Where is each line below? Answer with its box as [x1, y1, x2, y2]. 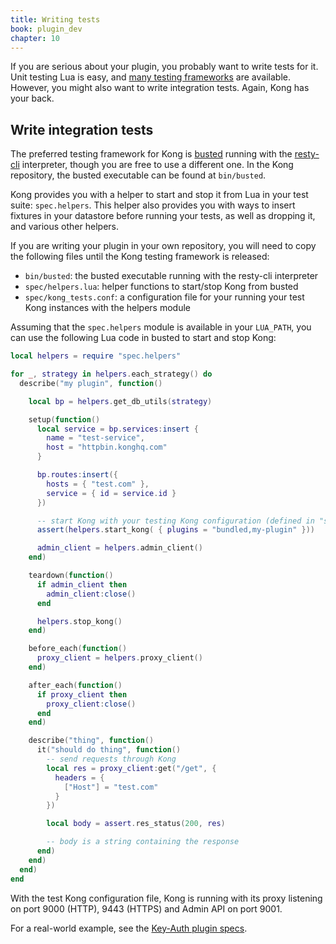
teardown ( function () [28, 571, 114, 581]
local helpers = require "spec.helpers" [10, 351, 182, 361]
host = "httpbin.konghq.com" [46, 442, 168, 453]
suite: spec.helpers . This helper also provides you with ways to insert [10, 199, 296, 211]
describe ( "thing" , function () [28, 736, 155, 746]
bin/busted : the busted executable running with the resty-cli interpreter [24, 270, 319, 282]
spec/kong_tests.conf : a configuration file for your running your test [24, 291, 305, 303]
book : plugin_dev [10, 24, 83, 34]
